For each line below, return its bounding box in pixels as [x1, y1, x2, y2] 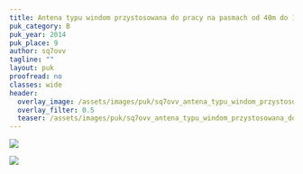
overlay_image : [17, 96, 75, 106]
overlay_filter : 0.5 [17, 105, 95, 114]
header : [9, 88, 39, 97]
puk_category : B [9, 22, 70, 31]
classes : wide [9, 80, 63, 89]
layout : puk [9, 64, 54, 73]
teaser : [17, 114, 47, 123]
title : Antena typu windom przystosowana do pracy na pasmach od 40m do [9, 13, 289, 23]
